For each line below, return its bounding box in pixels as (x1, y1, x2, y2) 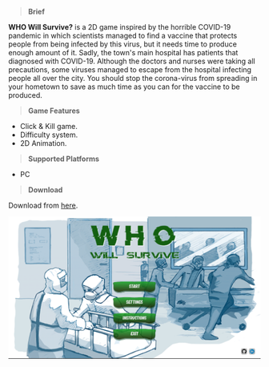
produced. (8, 91, 42, 99)
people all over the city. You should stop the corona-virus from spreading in (8, 74, 258, 83)
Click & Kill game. (19, 122, 78, 131)
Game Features (27, 106, 80, 115)
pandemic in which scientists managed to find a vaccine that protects (8, 31, 238, 40)
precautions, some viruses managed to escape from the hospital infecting (8, 65, 252, 75)
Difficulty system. (19, 130, 78, 139)
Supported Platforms (27, 154, 100, 163)
